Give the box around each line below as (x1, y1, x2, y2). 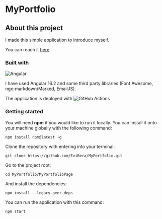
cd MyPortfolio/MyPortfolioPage (5, 172, 73, 177)
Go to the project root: (5, 162, 51, 168)
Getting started (5, 108, 44, 115)
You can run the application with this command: (5, 199, 104, 205)
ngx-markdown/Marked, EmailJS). (5, 86, 76, 92)
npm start (5, 209, 26, 214)
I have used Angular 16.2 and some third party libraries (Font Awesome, (5, 81, 153, 87)
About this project (5, 24, 63, 32)
